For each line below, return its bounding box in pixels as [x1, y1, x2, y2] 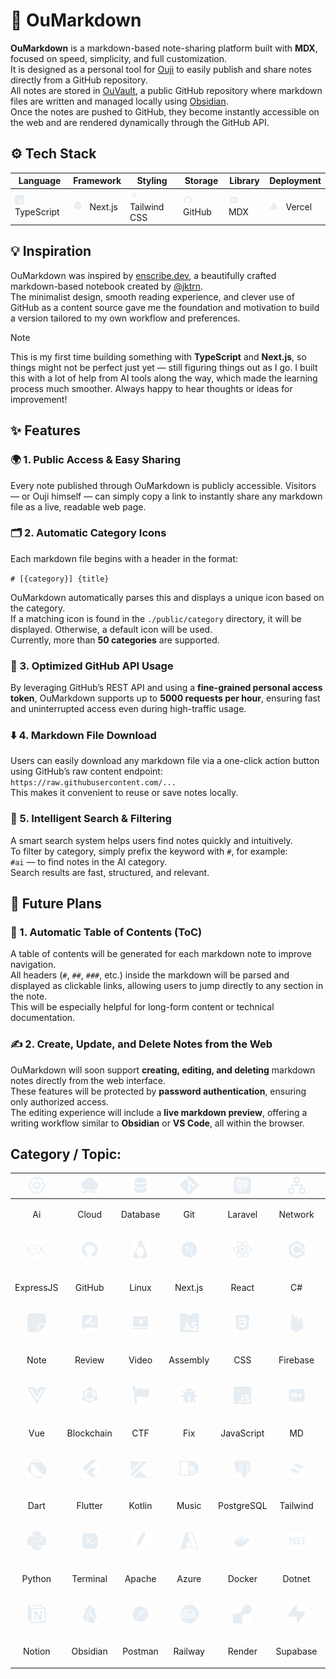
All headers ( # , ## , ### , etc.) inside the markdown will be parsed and [10, 969, 290, 981]
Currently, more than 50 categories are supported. [10, 634, 220, 646]
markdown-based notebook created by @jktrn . [10, 280, 204, 292]
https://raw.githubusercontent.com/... [10, 778, 177, 788]
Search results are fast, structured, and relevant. [10, 866, 210, 878]
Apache [124, 1572, 157, 1584]
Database [120, 1209, 161, 1221]
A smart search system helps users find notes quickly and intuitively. [10, 834, 293, 846]
